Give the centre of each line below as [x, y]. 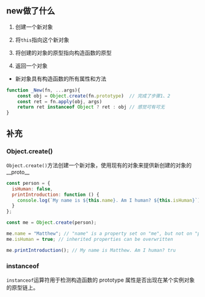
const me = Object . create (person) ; [52, 223]
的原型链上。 [22, 287]
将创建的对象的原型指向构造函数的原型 [63, 52]
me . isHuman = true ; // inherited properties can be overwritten [90, 239]
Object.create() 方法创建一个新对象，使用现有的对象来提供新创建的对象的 [99, 165]
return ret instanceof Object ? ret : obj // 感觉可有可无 [91, 107]
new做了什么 [31, 11]
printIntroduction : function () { [56, 195]
